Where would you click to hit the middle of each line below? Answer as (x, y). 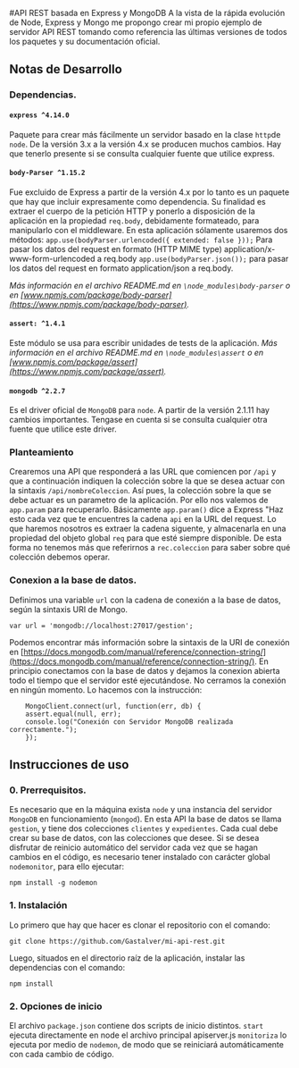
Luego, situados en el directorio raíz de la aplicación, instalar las (127, 958)
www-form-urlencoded (52, 258)
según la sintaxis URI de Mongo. (68, 609)
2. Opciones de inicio (56, 1006)
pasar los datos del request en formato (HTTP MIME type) (116, 248)
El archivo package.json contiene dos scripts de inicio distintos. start (137, 1026)
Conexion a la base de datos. (73, 580)
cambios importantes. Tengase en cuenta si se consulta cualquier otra (138, 420)
